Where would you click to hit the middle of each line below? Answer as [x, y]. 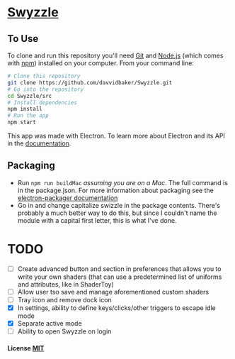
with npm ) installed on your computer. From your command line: [101, 63]
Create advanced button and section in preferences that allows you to [119, 269]
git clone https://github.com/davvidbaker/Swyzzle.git [90, 82]
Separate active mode [50, 323]
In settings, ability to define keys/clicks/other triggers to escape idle [116, 308]
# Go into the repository [45, 89]
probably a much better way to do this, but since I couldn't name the [117, 213]
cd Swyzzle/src [30, 96]
